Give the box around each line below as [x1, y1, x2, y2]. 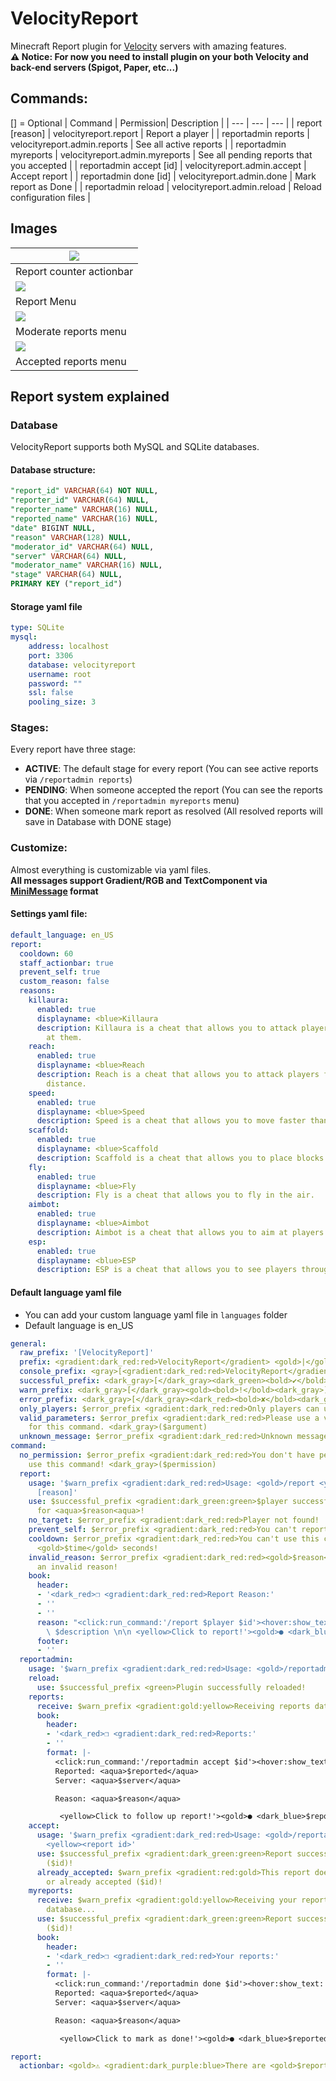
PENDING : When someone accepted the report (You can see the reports [24, 784, 323, 796]
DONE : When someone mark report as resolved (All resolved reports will [24, 805, 323, 817]
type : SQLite [10, 623, 65, 633]
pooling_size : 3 [28, 697, 97, 707]
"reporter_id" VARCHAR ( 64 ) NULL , [10, 495, 150, 506]
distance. [46, 1078, 87, 1089]
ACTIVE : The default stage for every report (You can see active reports [24, 763, 319, 775]
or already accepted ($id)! [46, 1877, 163, 1887]
